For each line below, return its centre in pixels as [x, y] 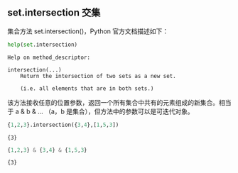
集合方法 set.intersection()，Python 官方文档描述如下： [88, 31]
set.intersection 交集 [54, 13]
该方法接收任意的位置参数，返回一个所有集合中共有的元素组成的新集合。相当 [119, 102]
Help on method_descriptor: [49, 57]
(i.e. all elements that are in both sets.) [87, 88]
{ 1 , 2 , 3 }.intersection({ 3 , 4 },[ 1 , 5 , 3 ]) [63, 125]
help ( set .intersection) [43, 45]
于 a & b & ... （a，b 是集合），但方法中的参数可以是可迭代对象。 [101, 111]
